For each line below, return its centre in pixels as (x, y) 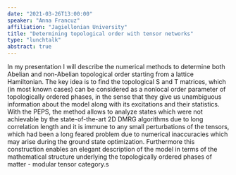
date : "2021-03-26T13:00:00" (50, 14)
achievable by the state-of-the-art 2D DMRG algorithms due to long (105, 119)
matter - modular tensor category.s (58, 164)
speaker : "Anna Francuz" (44, 20)
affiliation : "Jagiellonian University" (68, 27)
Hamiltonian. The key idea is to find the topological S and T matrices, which (117, 82)
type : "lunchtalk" (34, 40)
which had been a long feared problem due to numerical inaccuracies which (118, 134)
